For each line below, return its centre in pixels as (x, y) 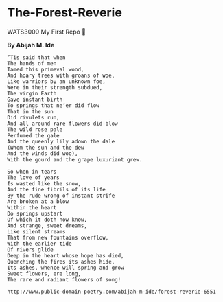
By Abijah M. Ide (31, 45)
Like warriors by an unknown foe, (57, 81)
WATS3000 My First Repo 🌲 (46, 32)
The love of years (33, 177)
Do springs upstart (35, 213)
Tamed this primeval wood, (46, 69)
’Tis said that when (37, 57)
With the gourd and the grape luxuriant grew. (75, 159)
